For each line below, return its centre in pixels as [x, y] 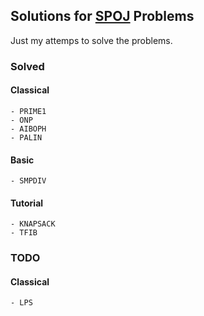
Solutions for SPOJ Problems [102, 16]
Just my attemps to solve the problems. [91, 40]
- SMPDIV [28, 181]
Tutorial [27, 203]
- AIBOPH [28, 129]
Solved [27, 66]
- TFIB [24, 233]
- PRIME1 [28, 111]
